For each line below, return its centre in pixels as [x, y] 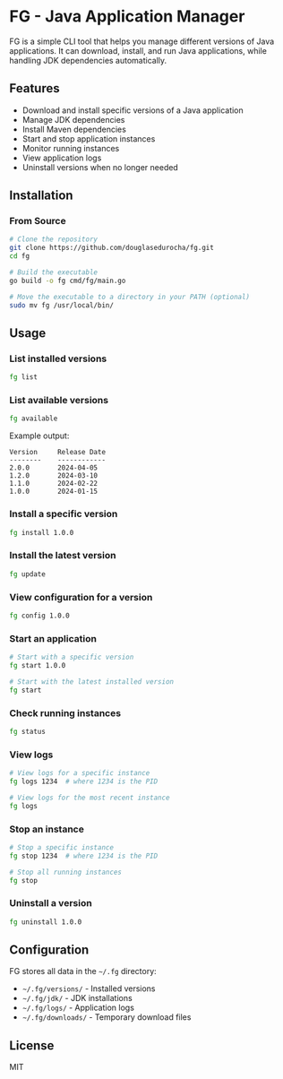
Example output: [39, 436]
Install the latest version [63, 556]
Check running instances [65, 712]
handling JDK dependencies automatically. [88, 60]
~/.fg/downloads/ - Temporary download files [107, 1017]
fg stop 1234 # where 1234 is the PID [84, 856]
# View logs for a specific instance [80, 773]
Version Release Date [57, 453]
